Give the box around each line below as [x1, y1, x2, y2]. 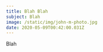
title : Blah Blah [6, 8, 48, 14]
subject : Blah [6, 14, 41, 20]
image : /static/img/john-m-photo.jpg [6, 19, 98, 25]
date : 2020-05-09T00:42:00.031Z [6, 24, 84, 31]
